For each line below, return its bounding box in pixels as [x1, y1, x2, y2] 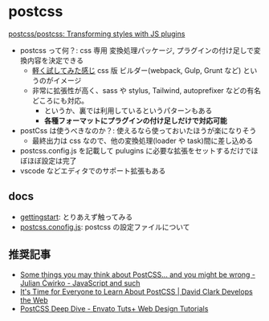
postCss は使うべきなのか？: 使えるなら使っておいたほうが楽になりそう [19, 125, 257, 135]
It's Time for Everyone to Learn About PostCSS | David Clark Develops [19, 286, 253, 296]
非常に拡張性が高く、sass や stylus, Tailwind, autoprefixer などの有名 [31, 85, 262, 95]
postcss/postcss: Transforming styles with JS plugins [8, 29, 185, 39]
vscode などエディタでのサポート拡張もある [19, 165, 166, 175]
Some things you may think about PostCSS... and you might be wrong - [19, 270, 255, 279]
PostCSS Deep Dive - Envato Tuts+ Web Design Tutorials [19, 303, 209, 313]
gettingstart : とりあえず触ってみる [19, 212, 133, 221]
